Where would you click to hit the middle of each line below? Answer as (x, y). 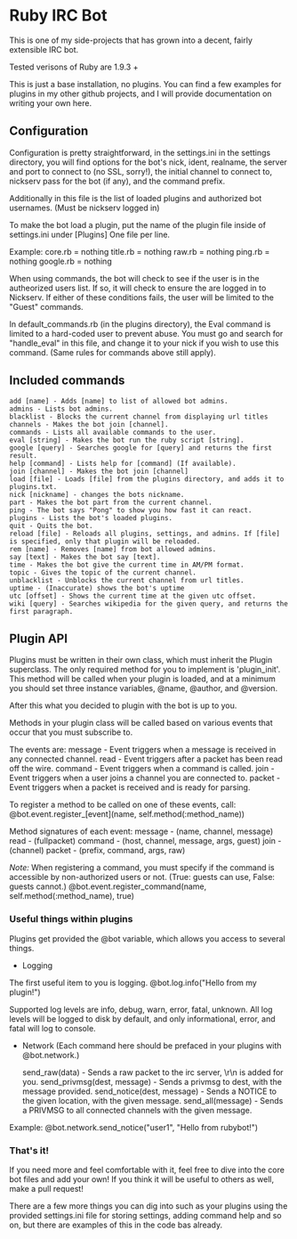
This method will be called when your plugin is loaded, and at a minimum (142, 679)
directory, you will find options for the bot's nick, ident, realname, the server (148, 162)
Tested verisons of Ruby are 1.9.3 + (74, 67)
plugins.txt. (33, 486)
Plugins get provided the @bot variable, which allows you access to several (148, 938)
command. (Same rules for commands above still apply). (112, 352)
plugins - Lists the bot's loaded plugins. (91, 518)
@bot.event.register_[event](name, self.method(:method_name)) (127, 814)
